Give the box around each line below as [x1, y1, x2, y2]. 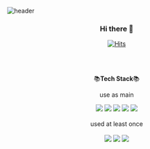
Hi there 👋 [99, 24, 134, 33]
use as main [99, 91, 134, 99]
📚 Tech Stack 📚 [93, 74, 140, 83]
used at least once [90, 120, 144, 128]
